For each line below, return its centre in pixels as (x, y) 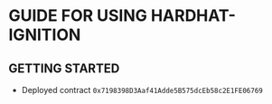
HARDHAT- (193, 16)
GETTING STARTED (64, 68)
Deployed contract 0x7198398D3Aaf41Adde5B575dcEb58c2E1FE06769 (142, 90)
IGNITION (45, 35)
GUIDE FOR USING (78, 16)
